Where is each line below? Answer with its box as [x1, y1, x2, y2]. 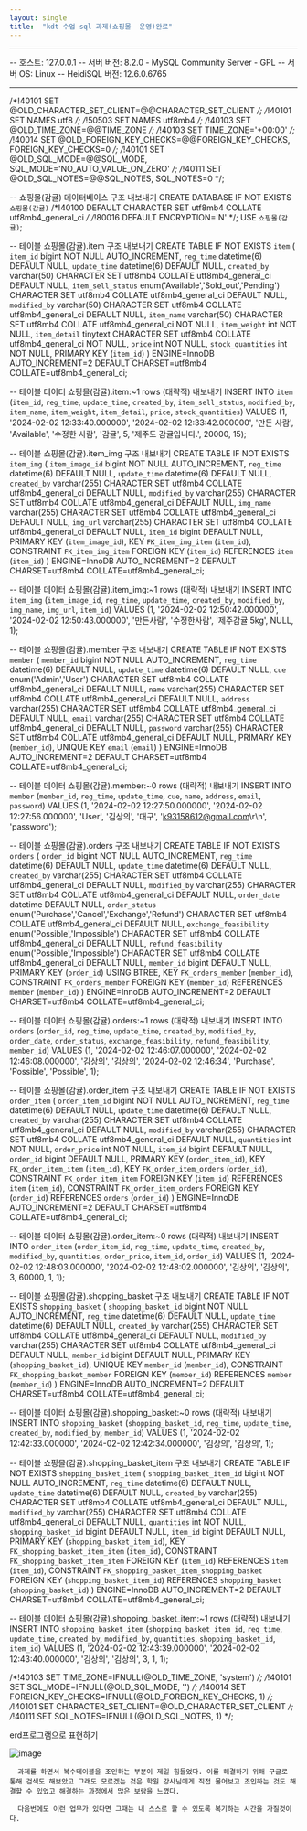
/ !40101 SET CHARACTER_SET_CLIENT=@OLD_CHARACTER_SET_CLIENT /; [9, 1700, 294, 1711]
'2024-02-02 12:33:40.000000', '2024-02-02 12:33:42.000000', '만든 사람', [9, 417, 294, 428]
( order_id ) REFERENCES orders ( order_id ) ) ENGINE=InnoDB [9, 1192, 239, 1203]
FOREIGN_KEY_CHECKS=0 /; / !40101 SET [9, 144, 165, 155]
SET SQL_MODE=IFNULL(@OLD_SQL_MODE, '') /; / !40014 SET [9, 1681, 247, 1692]
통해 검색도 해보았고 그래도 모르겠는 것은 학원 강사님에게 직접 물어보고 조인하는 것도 [9, 1776, 286, 1786]
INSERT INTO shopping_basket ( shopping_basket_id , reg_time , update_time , [9, 1417, 291, 1428]
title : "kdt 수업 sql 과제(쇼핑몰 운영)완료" [9, 22, 174, 31]
